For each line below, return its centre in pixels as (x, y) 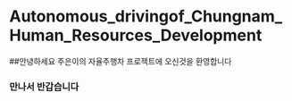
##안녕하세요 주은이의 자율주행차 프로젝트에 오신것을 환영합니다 (121, 61)
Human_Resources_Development (136, 35)
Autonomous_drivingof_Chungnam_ (146, 17)
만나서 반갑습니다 (44, 87)
